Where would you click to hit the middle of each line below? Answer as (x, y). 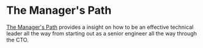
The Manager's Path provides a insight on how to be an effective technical (100, 27)
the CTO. (17, 40)
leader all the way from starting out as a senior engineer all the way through (102, 33)
